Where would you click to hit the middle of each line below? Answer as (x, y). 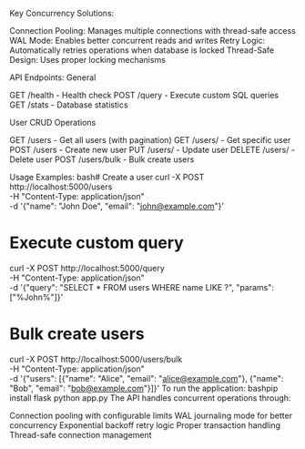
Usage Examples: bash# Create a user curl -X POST (107, 177)
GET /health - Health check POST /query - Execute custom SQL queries (144, 95)
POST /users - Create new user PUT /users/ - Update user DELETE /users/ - (152, 150)
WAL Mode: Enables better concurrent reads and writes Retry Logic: (137, 41)
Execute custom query (97, 243)
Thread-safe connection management (81, 434)
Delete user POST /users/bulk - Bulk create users (102, 159)
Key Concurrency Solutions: (62, 13)
